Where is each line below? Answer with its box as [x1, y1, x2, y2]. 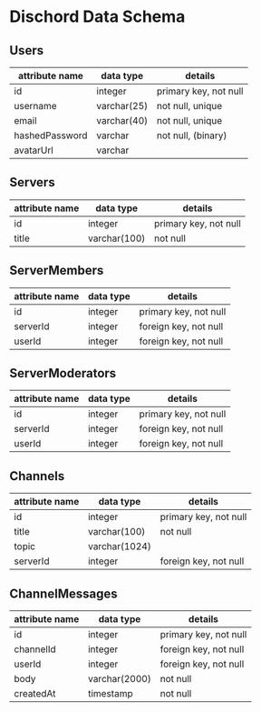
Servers [9, 175, 56, 190]
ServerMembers [9, 263, 104, 278]
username [14, 100, 57, 112]
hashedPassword [14, 129, 88, 142]
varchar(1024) [87, 540, 151, 553]
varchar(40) [96, 115, 149, 126]
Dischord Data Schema [9, 6, 186, 27]
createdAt [14, 687, 56, 700]
